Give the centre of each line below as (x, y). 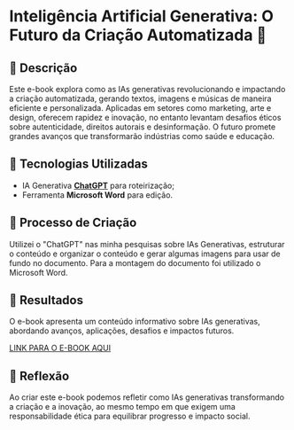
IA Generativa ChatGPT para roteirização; (98, 185)
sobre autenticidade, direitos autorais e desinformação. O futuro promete (143, 127)
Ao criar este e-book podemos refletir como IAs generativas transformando (147, 397)
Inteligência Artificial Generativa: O (142, 16)
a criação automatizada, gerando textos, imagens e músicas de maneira (140, 98)
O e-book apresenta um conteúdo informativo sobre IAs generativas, (135, 322)
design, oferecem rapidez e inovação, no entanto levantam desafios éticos (145, 117)
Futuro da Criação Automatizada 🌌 (138, 35)
